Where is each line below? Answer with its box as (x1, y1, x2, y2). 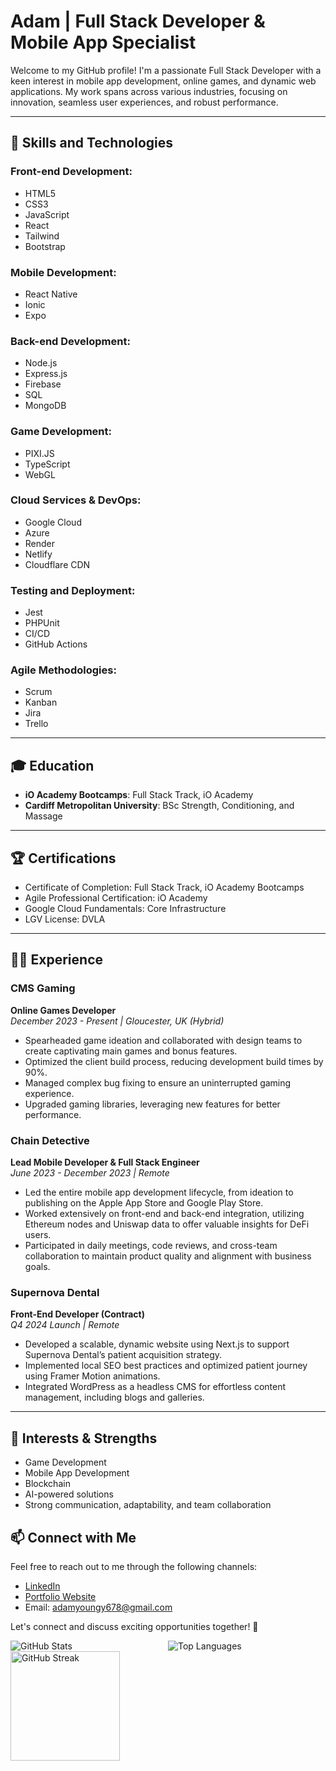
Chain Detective (10, 1133, 90, 1147)
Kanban (24, 696, 58, 709)
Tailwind (24, 230, 60, 242)
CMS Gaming (10, 981, 76, 995)
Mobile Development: (10, 265, 117, 279)
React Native (24, 288, 78, 300)
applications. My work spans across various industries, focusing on (10, 85, 288, 97)
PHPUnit (24, 617, 60, 629)
